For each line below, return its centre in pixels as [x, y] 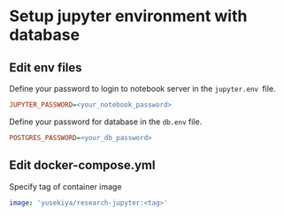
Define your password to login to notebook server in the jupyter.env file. [142, 89]
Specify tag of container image [65, 186]
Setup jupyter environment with [128, 16]
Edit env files [46, 67]
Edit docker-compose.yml [82, 165]
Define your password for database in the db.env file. [106, 122]
